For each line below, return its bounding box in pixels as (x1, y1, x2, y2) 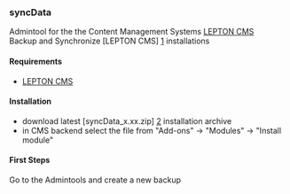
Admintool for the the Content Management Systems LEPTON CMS (9, 27, 255, 37)
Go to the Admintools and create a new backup (9, 175, 182, 185)
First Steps (9, 155, 51, 166)
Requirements (9, 56, 63, 66)
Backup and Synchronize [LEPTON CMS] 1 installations (9, 35, 210, 46)
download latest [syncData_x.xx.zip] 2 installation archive (21, 115, 232, 126)
